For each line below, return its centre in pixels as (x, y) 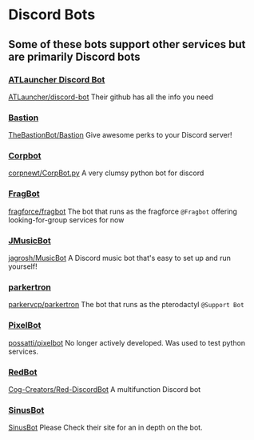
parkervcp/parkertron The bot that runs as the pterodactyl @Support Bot (127, 305)
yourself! (23, 266)
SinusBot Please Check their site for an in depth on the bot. (105, 428)
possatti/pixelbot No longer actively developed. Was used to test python (127, 342)
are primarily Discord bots (75, 56)
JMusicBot (30, 240)
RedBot (23, 372)
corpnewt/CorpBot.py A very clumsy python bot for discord (106, 173)
